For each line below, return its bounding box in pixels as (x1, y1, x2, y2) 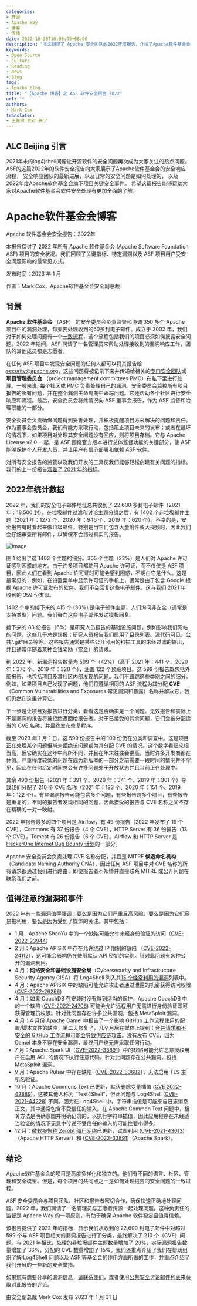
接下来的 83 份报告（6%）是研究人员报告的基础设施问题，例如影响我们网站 (6, 623, 188, 630)
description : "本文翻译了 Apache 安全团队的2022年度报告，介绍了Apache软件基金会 (6, 42, 191, 48)
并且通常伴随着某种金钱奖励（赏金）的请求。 (6, 646, 114, 653)
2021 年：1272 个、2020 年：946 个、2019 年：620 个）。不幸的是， (16, 516, 182, 523)
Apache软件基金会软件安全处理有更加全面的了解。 (16, 187, 138, 194)
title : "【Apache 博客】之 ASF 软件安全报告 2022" (6, 90, 123, 96)
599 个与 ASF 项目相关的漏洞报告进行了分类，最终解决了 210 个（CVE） (6, 1232, 180, 1239)
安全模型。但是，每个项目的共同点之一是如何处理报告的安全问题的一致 (16, 1177, 186, 1184)
